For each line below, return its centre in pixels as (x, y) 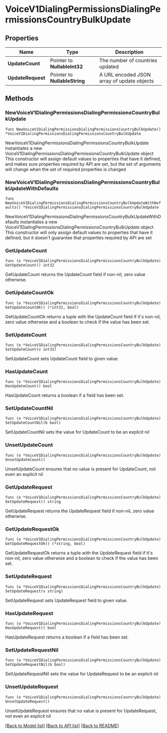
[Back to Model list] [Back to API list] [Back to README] (62, 726)
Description (129, 52)
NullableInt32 (66, 67)
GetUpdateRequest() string (33, 502)
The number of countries (128, 60)
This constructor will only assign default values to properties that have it (79, 232)
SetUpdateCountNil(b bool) (33, 423)
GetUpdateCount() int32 (30, 265)
